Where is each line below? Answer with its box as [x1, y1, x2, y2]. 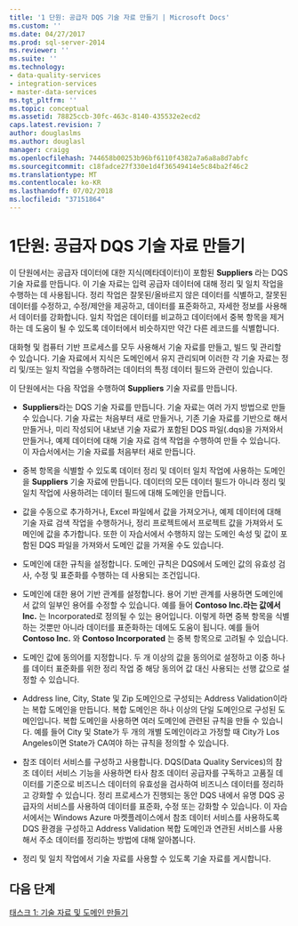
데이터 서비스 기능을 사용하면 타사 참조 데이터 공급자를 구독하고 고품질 [31, 767, 274, 778]
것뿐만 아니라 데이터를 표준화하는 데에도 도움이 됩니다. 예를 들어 [38, 622, 260, 632]
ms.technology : [9, 63, 66, 72]
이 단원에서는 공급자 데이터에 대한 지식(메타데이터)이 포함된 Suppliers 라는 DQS [9, 267, 289, 278]
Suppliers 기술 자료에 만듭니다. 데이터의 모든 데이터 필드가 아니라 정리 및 [31, 476, 286, 487]
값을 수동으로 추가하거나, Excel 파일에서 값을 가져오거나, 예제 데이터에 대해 [21, 506, 282, 517]
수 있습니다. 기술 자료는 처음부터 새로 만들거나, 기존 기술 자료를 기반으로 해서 [21, 413, 288, 423]
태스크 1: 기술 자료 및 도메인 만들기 [9, 906, 129, 917]
